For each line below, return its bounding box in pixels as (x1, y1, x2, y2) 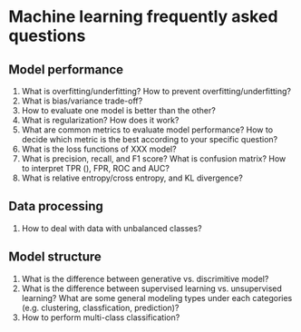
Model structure (8, 249, 102, 265)
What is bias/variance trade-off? (21, 95, 143, 106)
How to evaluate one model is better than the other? (21, 105, 217, 115)
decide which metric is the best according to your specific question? (21, 134, 278, 144)
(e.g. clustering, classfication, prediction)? (21, 302, 180, 313)
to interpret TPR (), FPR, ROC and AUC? (21, 163, 170, 173)
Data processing (8, 199, 103, 214)
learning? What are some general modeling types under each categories (21, 292, 293, 303)
